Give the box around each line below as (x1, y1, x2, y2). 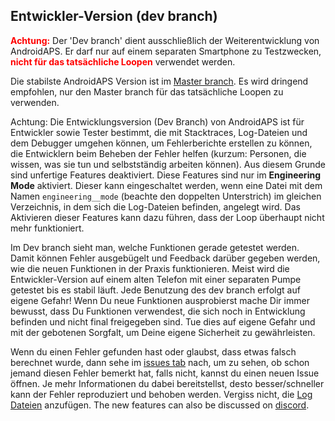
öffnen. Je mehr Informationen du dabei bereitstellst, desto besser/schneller (10, 377, 325, 389)
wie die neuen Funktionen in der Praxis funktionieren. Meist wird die (10, 262, 290, 274)
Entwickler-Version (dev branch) (10, 8, 218, 25)
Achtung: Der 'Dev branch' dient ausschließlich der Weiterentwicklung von (10, 34, 320, 46)
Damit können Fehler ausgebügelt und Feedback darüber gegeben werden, (10, 252, 321, 264)
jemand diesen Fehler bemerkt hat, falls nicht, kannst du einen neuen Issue (10, 367, 320, 379)
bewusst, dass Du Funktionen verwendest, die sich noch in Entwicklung (10, 305, 306, 317)
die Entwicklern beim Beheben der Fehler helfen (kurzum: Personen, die (10, 147, 307, 159)
